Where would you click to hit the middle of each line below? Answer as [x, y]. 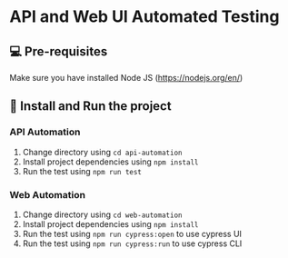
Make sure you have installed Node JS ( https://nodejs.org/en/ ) [126, 78]
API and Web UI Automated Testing [144, 17]
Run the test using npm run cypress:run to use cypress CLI [132, 243]
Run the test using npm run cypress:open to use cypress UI [132, 233]
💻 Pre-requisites [59, 51]
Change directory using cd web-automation [102, 214]
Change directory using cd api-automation [102, 152]
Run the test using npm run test [82, 171]
